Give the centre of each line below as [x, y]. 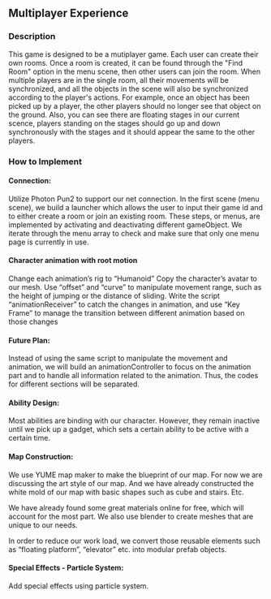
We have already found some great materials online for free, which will [127, 507]
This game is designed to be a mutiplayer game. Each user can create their [133, 54]
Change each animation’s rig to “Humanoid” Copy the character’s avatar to [133, 278]
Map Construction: [41, 457]
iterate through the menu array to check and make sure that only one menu [134, 233]
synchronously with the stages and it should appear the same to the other [132, 131]
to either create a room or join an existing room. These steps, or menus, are [135, 216]
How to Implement [45, 162]
